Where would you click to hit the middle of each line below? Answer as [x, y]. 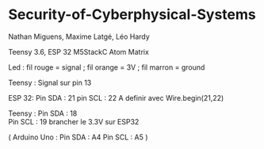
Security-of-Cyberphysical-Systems [132, 15]
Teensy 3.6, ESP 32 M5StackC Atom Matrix [78, 52]
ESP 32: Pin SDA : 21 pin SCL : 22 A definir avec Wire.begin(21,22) [116, 97]
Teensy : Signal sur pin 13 [50, 82]
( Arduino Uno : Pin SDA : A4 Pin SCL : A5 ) [78, 137]
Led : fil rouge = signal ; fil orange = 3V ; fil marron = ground [107, 67]
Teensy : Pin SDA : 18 [43, 113]
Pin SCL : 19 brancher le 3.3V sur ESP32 [74, 121]
